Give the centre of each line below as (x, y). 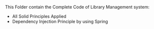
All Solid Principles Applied (39, 16)
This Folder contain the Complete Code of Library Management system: (77, 7)
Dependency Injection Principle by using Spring (60, 22)
